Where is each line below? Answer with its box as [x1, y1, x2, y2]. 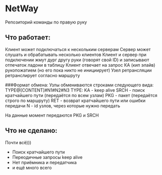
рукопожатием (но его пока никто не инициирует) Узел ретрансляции [5, 67, 152, 73]
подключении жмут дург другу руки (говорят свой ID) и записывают [5, 57, 150, 63]
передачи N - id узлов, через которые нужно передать [5, 102, 120, 108]
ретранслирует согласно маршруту [5, 72, 80, 78]
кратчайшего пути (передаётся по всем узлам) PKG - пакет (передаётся [5, 92, 158, 98]
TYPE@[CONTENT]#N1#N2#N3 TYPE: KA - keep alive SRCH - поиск [5, 87, 145, 93]
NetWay [5, 3, 39, 14]
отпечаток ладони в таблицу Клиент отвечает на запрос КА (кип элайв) [5, 62, 156, 68]
